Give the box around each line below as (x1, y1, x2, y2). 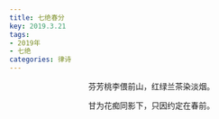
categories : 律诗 (9, 55, 72, 64)
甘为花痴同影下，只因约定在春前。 (88, 100, 214, 111)
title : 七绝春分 (9, 13, 65, 23)
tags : (9, 30, 30, 39)
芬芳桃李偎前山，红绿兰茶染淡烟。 (88, 81, 214, 91)
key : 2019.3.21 (9, 22, 67, 31)
